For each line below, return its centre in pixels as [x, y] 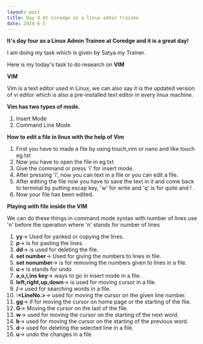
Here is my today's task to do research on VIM [66, 64]
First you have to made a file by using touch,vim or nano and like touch [105, 149]
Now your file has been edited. [55, 194]
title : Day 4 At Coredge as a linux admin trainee [73, 18]
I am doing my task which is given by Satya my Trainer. [76, 53]
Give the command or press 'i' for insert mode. [75, 169]
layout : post [24, 12]
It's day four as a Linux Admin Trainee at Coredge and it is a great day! [98, 41]
